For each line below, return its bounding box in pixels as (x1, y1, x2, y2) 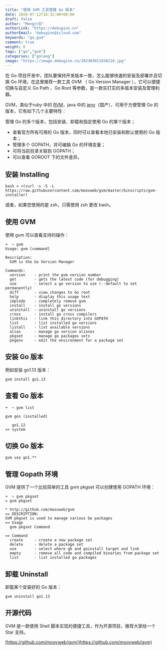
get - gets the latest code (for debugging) (9, 277, 120, 282)
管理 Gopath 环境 (5, 470, 58, 479)
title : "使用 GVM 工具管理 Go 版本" (5, 7, 76, 12)
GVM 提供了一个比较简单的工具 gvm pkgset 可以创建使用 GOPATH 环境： (5, 484, 156, 490)
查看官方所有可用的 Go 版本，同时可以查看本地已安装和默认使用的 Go (12, 129, 155, 135)
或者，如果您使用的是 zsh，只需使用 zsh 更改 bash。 (5, 202, 114, 208)
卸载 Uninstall (5, 570, 48, 578)
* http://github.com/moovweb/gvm (5, 507, 75, 512)
